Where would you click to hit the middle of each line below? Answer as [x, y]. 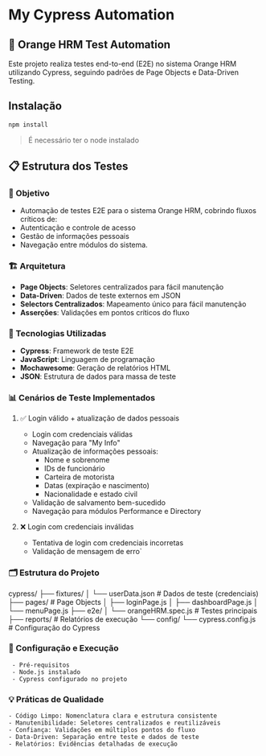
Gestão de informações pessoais [75, 236]
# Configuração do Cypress [54, 627]
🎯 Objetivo [29, 193]
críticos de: [39, 220]
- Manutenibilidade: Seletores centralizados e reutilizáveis [115, 723]
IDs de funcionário [75, 469]
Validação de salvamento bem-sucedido [99, 503]
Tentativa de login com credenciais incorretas [108, 543]
